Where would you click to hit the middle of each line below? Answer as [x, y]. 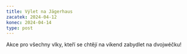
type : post [20, 28]
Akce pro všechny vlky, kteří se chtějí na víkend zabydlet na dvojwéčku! [94, 45]
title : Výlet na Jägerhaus [39, 11]
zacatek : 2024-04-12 [32, 17]
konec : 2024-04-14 [29, 22]
